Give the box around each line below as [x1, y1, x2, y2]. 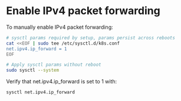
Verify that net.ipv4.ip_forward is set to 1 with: [6, 78, 117, 85]
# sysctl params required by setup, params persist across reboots [6, 35, 176, 41]
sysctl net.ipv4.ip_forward [6, 89, 75, 95]
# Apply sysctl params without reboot [6, 62, 101, 68]
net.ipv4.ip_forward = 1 [6, 46, 67, 52]
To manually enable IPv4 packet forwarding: [6, 23, 113, 31]
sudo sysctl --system [6, 68, 60, 73]
